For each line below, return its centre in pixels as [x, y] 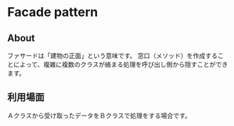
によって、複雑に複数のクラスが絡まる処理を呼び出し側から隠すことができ [121, 64]
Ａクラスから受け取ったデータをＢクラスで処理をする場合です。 [99, 115]
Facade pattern [53, 12]
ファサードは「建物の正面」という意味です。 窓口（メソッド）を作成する [112, 56]
